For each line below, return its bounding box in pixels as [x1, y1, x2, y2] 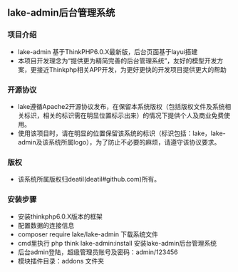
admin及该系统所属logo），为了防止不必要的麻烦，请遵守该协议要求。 [17, 137, 221, 146]
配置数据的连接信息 [17, 221, 75, 229]
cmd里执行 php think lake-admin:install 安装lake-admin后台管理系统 [17, 239, 217, 247]
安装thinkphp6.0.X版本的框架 [17, 212, 103, 221]
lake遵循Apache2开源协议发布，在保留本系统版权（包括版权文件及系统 [17, 102, 225, 110]
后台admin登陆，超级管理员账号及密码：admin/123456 [17, 248, 178, 256]
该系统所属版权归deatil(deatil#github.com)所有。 [17, 175, 161, 184]
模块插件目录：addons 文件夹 [17, 256, 105, 265]
